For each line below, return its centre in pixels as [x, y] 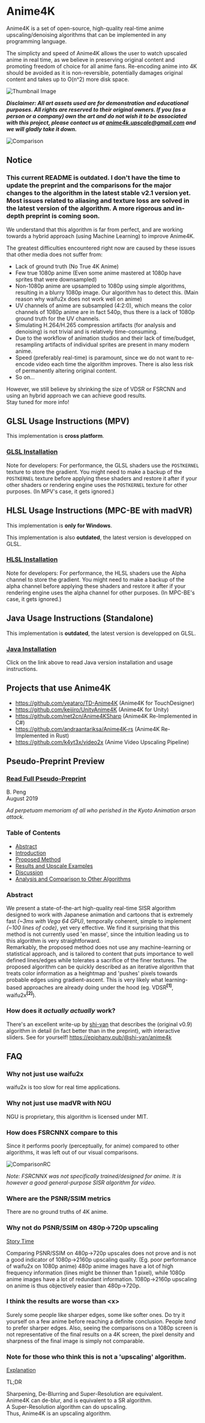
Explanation [21, 1370]
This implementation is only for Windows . [59, 525]
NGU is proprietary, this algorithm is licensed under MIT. [77, 1116]
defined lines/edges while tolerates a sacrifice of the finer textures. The [97, 961]
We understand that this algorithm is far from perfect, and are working [95, 229]
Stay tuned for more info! [38, 402]
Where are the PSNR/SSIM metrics [59, 1199]
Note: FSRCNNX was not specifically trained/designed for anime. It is [94, 1176]
